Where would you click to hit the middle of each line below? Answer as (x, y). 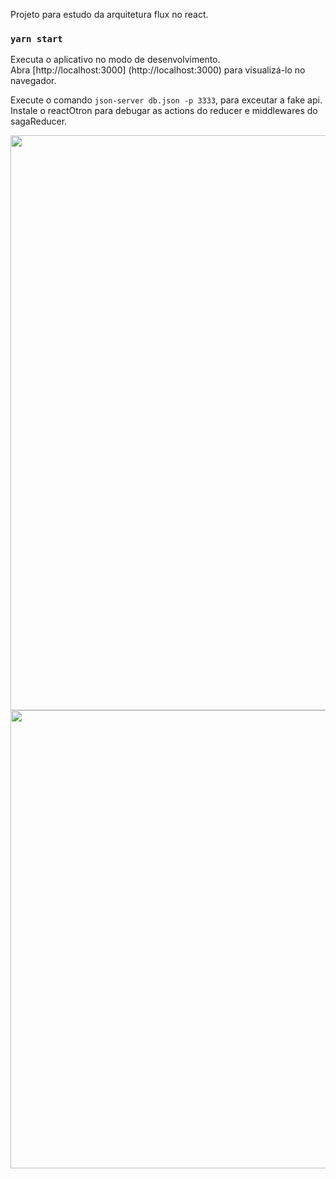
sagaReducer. (39, 121)
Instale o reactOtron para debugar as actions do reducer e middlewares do (164, 111)
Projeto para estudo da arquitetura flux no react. (109, 14)
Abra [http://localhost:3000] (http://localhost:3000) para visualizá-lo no (158, 70)
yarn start (36, 38)
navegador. (33, 81)
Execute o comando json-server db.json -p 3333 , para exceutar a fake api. (166, 100)
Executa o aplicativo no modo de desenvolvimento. (115, 60)
